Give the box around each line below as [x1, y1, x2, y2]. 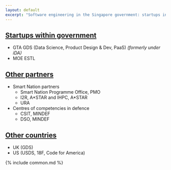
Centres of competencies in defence [12, 105, 90, 111]
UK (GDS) [12, 144, 34, 150]
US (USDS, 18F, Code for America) [12, 150, 85, 156]
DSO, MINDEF [20, 116, 50, 122]
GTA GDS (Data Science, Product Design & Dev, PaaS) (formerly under [12, 44, 161, 51]
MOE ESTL [12, 55, 36, 62]
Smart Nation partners [12, 83, 60, 90]
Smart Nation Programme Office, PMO [20, 89, 101, 95]
